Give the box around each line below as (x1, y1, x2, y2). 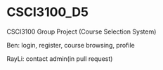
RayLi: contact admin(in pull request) (6, 54, 113, 63)
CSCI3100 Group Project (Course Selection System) (6, 27, 157, 36)
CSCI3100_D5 (6, 4, 89, 20)
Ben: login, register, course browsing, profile (6, 41, 135, 49)
